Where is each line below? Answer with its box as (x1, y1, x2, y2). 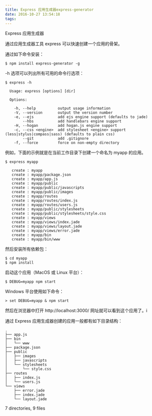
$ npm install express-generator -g (5, 61, 80, 66)
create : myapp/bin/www (11, 237, 60, 242)
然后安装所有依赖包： (5, 246, 48, 252)
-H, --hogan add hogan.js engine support (14, 123, 118, 128)
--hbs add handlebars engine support (23, 119, 122, 124)
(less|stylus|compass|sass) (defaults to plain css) (5, 132, 115, 137)
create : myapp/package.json (11, 173, 71, 178)
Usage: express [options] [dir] (9, 89, 76, 94)
